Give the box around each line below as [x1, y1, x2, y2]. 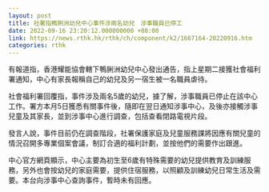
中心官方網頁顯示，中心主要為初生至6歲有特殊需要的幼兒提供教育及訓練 [8, 155, 244, 165]
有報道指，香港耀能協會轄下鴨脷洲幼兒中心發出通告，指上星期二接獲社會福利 [8, 65, 261, 74]
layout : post [8, 11, 52, 20]
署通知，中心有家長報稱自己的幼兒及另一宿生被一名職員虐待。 [8, 74, 212, 84]
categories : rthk [8, 42, 66, 50]
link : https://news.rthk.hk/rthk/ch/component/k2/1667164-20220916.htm [8, 34, 252, 42]
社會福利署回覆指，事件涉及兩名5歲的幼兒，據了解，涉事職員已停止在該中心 [8, 91, 259, 101]
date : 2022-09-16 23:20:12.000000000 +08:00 [8, 26, 159, 34]
